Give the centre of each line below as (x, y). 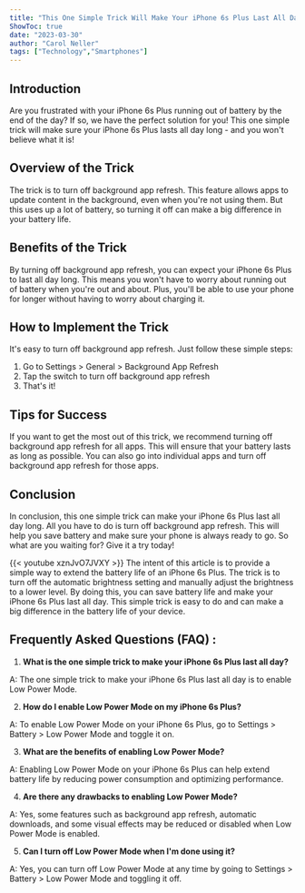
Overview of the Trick (72, 168)
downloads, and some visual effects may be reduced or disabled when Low (151, 824)
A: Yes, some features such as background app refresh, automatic (133, 814)
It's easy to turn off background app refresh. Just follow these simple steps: (151, 349)
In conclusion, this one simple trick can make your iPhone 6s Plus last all (145, 516)
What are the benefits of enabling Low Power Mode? (123, 751)
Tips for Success (58, 415)
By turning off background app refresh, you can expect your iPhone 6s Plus (151, 269)
